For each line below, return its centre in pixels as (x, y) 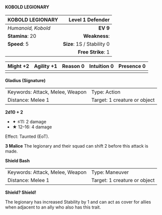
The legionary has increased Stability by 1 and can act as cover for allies (78, 202)
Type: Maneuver (110, 172)
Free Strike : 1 (94, 52)
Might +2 (18, 66)
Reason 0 (73, 66)
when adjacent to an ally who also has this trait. (53, 207)
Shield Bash (17, 161)
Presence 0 (132, 66)
